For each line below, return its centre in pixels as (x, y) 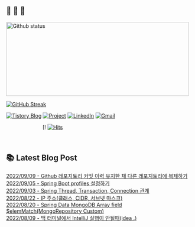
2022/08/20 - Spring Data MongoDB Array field (64, 205)
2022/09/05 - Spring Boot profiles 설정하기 (58, 183)
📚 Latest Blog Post (42, 158)
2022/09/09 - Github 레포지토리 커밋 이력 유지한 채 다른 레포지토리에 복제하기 (97, 176)
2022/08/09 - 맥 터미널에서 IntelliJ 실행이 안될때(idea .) (71, 218)
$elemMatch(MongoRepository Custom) (55, 211)
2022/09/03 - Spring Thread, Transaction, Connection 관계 (78, 190)
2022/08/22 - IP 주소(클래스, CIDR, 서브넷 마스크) (64, 198)
